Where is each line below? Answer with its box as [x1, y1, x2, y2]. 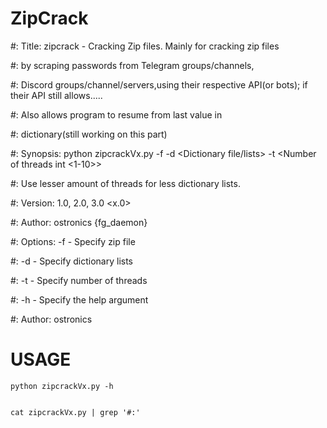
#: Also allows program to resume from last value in [10, 108, 223, 121]
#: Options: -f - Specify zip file [10, 235, 136, 247]
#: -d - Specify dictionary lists [10, 255, 134, 267]
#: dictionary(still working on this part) [10, 128, 168, 140]
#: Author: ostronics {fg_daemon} [10, 216, 148, 228]
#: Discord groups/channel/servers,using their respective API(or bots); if [10, 78, 308, 91]
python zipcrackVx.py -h [10, 381, 114, 391]
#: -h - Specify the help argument [10, 293, 149, 306]
